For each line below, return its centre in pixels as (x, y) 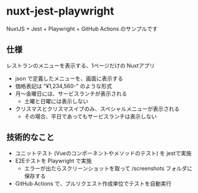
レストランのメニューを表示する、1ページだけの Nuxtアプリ (80, 66)
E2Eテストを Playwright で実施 (53, 161)
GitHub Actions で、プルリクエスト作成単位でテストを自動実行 (93, 183)
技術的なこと (30, 137)
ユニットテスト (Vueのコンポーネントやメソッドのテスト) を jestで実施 (103, 153)
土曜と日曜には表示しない (56, 101)
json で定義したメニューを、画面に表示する (69, 78)
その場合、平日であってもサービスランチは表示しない (90, 116)
